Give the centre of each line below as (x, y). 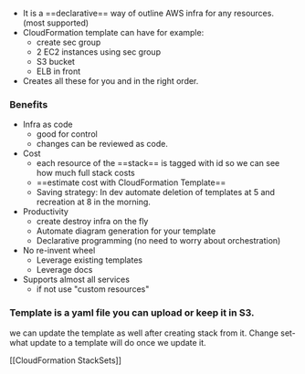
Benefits (29, 104)
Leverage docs (64, 270)
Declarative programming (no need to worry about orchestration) (158, 241)
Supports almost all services (76, 280)
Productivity (45, 212)
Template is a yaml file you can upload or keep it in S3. (132, 313)
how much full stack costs (85, 173)
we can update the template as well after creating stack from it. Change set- (153, 333)
